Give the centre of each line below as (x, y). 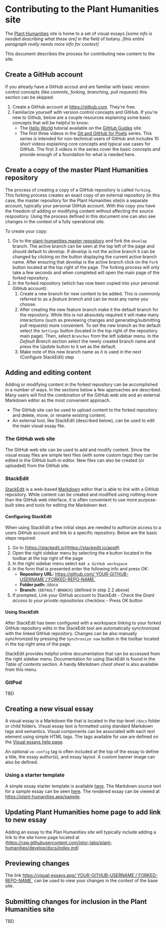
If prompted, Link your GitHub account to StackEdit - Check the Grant (83, 595)
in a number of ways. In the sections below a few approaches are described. (83, 390)
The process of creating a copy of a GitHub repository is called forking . (79, 189)
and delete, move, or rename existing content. (59, 415)
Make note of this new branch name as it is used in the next (81, 352)
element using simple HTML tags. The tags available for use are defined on (82, 737)
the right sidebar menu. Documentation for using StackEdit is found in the (80, 659)
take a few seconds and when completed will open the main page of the (86, 273)
